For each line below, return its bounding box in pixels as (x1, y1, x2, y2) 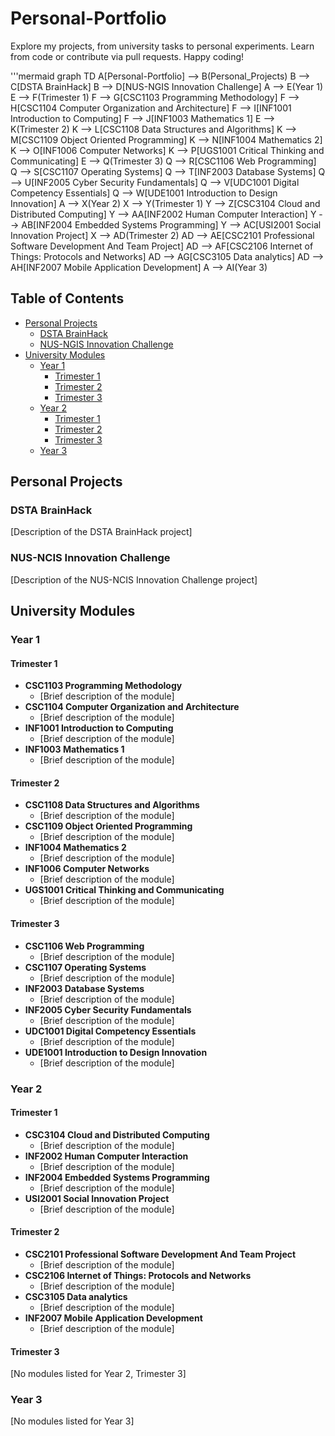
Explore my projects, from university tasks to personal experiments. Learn (10, 40, 315, 52)
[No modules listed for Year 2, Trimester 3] (10, 1368, 187, 1380)
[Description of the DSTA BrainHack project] (10, 526, 193, 538)
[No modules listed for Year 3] (10, 1415, 135, 1427)
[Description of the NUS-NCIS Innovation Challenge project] (10, 573, 258, 586)
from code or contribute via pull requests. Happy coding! (10, 50, 245, 62)
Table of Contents (10, 290, 125, 307)
